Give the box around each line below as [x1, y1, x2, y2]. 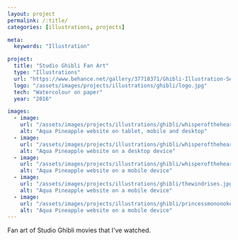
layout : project [7, 10, 55, 18]
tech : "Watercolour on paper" [13, 88, 103, 96]
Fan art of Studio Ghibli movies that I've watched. [7, 226, 151, 234]
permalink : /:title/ [7, 17, 69, 24]
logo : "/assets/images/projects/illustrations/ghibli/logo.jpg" [13, 82, 208, 89]
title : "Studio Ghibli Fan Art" [13, 62, 110, 69]
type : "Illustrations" [13, 69, 81, 76]
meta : [7, 36, 23, 43]
